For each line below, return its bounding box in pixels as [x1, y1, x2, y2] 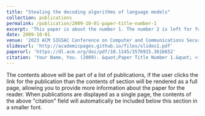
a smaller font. [6, 103, 43, 111]
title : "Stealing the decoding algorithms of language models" [6, 9, 171, 15]
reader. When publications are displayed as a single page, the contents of [6, 90, 192, 98]
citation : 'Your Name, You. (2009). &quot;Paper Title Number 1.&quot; [6, 54, 192, 60]
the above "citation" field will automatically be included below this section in [6, 97, 198, 104]
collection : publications [6, 15, 72, 21]
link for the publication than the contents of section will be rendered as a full [6, 78, 198, 85]
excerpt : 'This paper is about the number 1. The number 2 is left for [6, 26, 192, 32]
